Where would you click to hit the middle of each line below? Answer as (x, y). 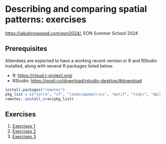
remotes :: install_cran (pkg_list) (40, 99)
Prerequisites (26, 49)
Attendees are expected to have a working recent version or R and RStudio (81, 61)
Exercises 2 (24, 131)
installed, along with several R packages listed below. (59, 66)
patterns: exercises (46, 19)
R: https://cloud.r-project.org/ (42, 75)
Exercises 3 (24, 137)
